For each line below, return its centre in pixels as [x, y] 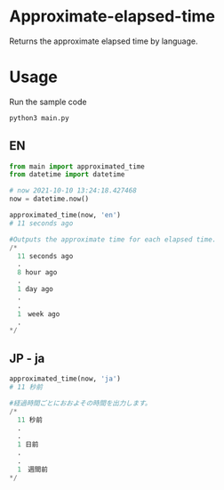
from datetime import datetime [67, 175]
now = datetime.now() [49, 199]
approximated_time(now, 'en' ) [65, 216]
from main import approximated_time [77, 167]
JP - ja [27, 358]
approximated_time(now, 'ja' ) [65, 379]
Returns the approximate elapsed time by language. [104, 41]
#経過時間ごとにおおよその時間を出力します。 [80, 403]
